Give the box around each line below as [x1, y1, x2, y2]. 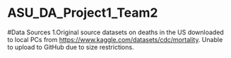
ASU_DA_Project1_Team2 [7, 5, 158, 21]
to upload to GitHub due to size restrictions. [7, 43, 134, 51]
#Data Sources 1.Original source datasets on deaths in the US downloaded [7, 28, 224, 36]
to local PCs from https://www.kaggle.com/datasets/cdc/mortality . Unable [7, 35, 223, 43]
